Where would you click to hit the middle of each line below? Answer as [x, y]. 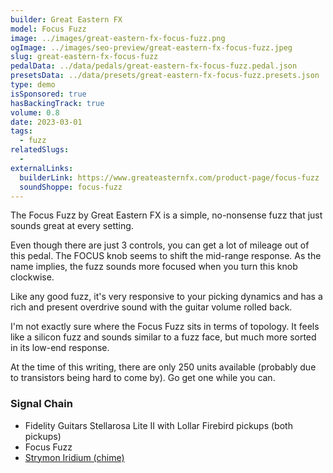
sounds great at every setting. [72, 226]
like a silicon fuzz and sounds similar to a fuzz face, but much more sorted [163, 337]
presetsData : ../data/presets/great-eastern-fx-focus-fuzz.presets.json [165, 76]
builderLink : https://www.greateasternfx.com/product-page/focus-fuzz [169, 177]
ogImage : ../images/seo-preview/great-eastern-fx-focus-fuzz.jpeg [151, 47]
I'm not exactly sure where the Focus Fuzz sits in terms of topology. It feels [165, 327]
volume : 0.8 [35, 112]
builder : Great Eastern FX [66, 19]
